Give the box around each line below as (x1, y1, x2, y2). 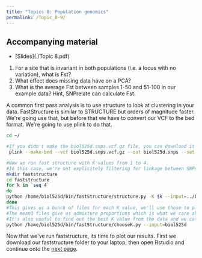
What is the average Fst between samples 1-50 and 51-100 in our (14, 84, 176, 91)
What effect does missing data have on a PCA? (14, 77, 131, 84)
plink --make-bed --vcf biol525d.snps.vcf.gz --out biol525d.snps (8, 149, 179, 156)
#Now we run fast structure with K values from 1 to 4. (6, 160, 149, 166)
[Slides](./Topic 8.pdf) (14, 52, 70, 60)
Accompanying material (6, 37, 98, 47)
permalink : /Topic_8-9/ (6, 14, 66, 20)
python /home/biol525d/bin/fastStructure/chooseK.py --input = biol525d (6, 221, 187, 228)
